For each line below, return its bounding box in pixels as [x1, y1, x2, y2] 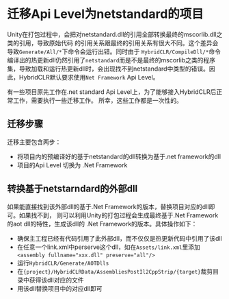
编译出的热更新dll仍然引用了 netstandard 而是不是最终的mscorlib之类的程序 [7, 56, 215, 64]
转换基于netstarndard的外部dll [7, 183, 138, 195]
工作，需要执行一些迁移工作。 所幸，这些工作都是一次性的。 [12, 96, 183, 104]
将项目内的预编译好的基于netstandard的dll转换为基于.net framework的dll [16, 152, 221, 160]
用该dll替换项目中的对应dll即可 [16, 284, 103, 292]
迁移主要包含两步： [7, 138, 62, 146]
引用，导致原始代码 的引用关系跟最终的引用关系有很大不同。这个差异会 [18, 38, 219, 47]
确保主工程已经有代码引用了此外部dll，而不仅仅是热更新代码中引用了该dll [16, 234, 222, 242]
